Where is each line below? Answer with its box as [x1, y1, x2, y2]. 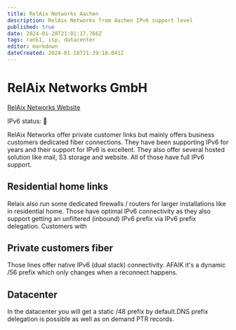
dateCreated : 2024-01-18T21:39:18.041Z [7, 50, 124, 57]
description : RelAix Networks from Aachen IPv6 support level [7, 17, 193, 24]
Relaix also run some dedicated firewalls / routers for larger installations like [7, 199, 226, 208]
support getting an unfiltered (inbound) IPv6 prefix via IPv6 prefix [7, 214, 197, 222]
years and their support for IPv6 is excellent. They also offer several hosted [7, 145, 225, 153]
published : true [7, 23, 55, 30]
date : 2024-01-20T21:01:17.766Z [7, 30, 102, 37]
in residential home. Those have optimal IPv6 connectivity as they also [7, 207, 211, 215]
